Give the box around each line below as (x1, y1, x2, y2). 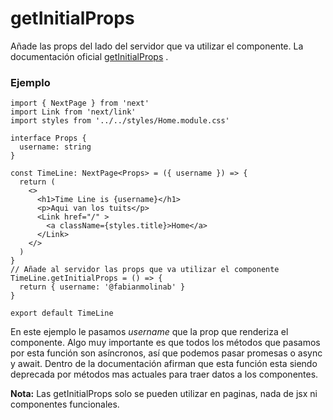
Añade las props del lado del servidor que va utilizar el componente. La (10, 40, 304, 52)
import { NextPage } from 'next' (10, 98, 150, 109)
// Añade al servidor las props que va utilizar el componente (10, 265, 280, 275)
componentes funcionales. (10, 398, 120, 411)
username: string (19, 142, 92, 152)
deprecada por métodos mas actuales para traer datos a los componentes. (10, 368, 319, 381)
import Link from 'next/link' (10, 107, 137, 117)
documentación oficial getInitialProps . (10, 50, 169, 62)
